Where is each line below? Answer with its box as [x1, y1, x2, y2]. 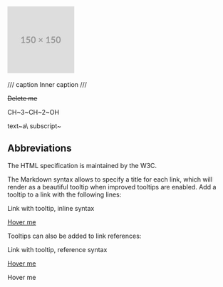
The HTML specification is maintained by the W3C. [7, 161, 157, 169]
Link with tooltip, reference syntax [7, 245, 108, 254]
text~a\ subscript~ [7, 122, 62, 130]
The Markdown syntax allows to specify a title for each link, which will [7, 174, 212, 184]
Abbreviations [7, 142, 72, 155]
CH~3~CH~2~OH [7, 108, 59, 116]
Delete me [7, 94, 38, 103]
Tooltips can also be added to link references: [7, 231, 142, 240]
